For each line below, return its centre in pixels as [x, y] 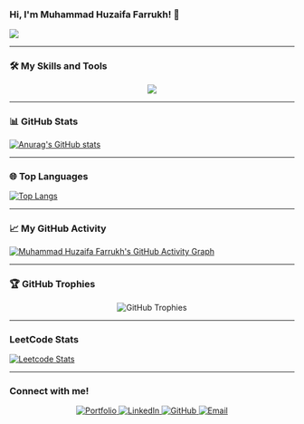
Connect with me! [49, 391]
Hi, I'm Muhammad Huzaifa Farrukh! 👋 [95, 14]
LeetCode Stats [44, 339]
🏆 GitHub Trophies [52, 284]
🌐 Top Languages [49, 176]
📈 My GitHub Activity [58, 228]
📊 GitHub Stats [44, 121]
